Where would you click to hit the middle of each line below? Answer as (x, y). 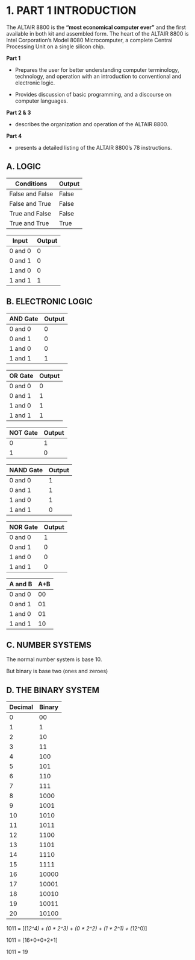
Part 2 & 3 (19, 112)
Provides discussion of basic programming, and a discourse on (93, 94)
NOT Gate (23, 432)
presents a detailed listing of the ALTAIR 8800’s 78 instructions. (93, 147)
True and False (30, 213)
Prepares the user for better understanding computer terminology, (97, 69)
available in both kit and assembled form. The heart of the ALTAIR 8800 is (97, 33)
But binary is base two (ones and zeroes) (57, 671)
